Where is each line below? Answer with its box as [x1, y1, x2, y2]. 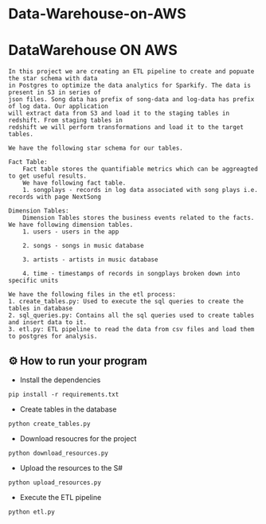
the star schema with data [8, 75, 98, 83]
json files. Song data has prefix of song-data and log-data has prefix [8, 96, 255, 104]
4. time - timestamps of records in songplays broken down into [22, 270, 241, 278]
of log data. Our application [8, 103, 109, 111]
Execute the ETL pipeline [19, 492, 102, 502]
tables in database [8, 304, 73, 313]
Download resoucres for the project [19, 433, 137, 443]
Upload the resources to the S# [19, 463, 123, 472]
